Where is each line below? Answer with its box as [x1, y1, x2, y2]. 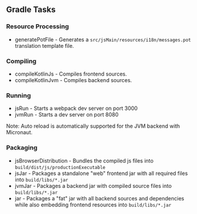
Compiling [6, 57, 37, 65]
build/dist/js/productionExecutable [14, 164, 106, 170]
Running [6, 91, 31, 99]
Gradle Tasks [6, 5, 56, 15]
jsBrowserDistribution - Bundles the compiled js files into [14, 157, 154, 164]
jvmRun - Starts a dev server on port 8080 [14, 111, 119, 118]
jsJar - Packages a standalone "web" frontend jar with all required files [14, 170, 188, 177]
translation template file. [14, 42, 74, 49]
